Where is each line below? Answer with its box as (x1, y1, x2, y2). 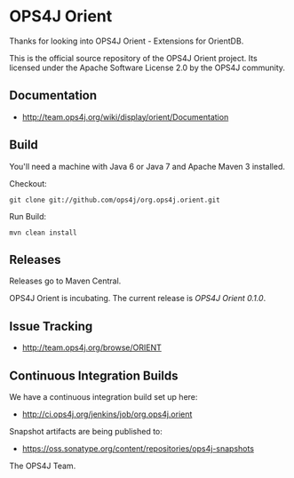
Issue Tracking (9, 318, 93, 334)
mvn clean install (9, 228, 77, 237)
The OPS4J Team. (9, 460, 76, 471)
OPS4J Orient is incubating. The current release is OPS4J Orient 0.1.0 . (9, 293, 266, 304)
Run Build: (9, 211, 47, 221)
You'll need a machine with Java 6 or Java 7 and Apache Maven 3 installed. (9, 161, 286, 171)
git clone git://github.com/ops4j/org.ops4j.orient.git (9, 195, 220, 204)
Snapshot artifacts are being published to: (9, 426, 163, 436)
